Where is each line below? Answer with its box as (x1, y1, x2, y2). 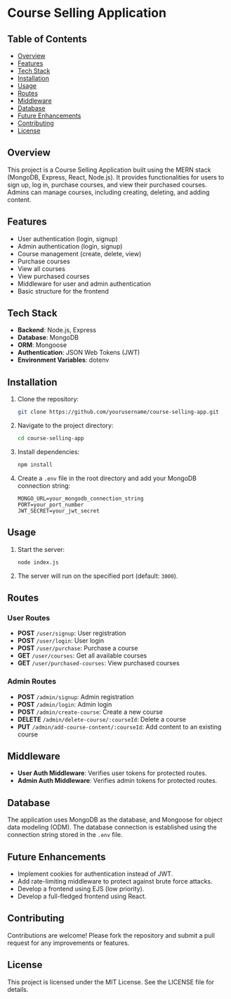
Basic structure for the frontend (17, 287, 109, 295)
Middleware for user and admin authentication (17, 279, 152, 288)
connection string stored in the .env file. (7, 831, 123, 839)
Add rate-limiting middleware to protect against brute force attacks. (17, 877, 213, 885)
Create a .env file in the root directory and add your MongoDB (17, 474, 197, 482)
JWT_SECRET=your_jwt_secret (17, 507, 100, 515)
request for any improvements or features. (7, 938, 130, 947)
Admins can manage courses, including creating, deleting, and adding (7, 188, 210, 196)
